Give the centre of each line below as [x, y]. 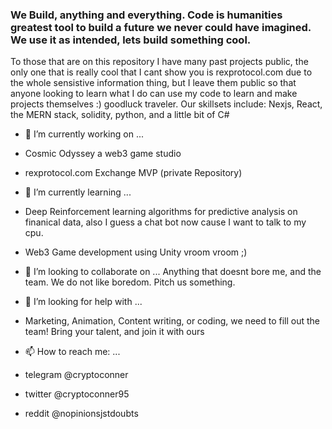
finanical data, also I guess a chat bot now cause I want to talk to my [165, 222]
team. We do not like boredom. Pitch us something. [130, 282]
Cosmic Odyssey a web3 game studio [103, 154]
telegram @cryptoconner [76, 375]
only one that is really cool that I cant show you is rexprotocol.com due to [161, 72]
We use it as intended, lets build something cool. [131, 40]
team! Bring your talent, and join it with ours [114, 332]
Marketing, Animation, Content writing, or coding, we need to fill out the [172, 321]
